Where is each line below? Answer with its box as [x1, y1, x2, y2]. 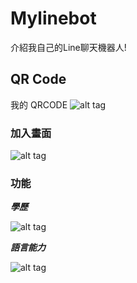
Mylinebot [10, 7, 97, 30]
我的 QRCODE [10, 98, 68, 111]
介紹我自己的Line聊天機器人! [10, 41, 127, 53]
